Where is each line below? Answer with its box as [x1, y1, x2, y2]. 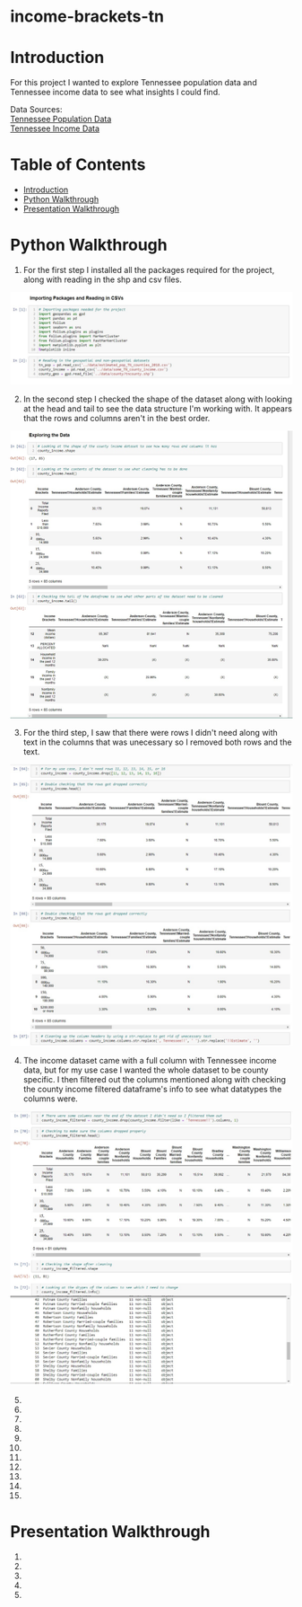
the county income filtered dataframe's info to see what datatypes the [22, 1083, 282, 1094]
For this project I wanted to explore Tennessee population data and [10, 77, 258, 88]
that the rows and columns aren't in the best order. [22, 413, 211, 424]
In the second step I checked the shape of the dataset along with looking [22, 393, 292, 405]
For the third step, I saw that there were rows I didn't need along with [22, 727, 279, 737]
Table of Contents [10, 155, 146, 175]
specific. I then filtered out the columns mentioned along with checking [22, 1073, 286, 1084]
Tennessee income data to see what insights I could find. [10, 87, 220, 98]
